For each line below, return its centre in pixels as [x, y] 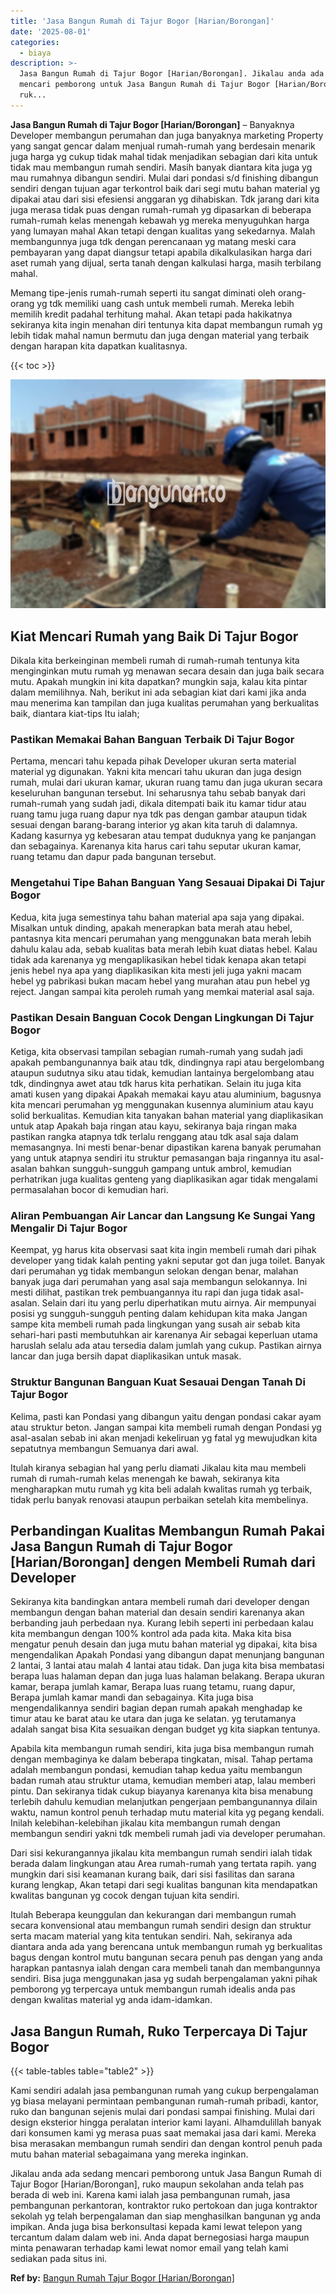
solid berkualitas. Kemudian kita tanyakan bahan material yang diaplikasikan [167, 1115]
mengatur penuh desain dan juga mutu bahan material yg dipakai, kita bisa [164, 1644]
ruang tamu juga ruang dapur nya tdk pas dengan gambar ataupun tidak [159, 814]
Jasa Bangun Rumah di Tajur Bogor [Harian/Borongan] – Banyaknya [152, 124]
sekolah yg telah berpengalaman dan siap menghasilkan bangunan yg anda [166, 2216]
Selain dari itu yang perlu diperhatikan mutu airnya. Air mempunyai [179, 1303]
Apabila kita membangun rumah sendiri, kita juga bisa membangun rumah [162, 1749]
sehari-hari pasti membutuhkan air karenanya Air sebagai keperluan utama [164, 1335]
